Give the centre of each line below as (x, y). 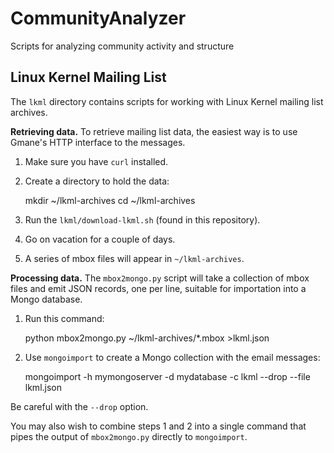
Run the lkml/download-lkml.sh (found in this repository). (142, 219)
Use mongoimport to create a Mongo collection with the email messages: (172, 357)
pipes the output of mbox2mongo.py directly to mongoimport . (129, 436)
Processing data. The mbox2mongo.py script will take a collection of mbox (160, 278)
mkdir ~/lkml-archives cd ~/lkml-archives (110, 200)
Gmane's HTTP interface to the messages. (98, 142)
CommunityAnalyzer (98, 18)
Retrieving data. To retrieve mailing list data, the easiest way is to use (154, 131)
